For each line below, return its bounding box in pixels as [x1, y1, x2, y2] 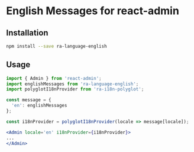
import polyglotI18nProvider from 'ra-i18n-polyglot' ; [6, 86, 144, 92]
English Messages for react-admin [6, 4, 179, 18]
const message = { [6, 97, 51, 103]
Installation [6, 28, 48, 38]
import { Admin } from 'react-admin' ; [6, 75, 102, 81]
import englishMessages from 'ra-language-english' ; [6, 81, 139, 87]
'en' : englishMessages [11, 102, 67, 109]
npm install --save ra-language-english [6, 43, 108, 49]
